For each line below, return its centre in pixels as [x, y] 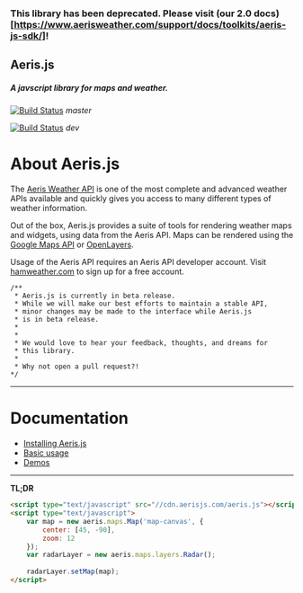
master [79, 111]
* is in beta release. [57, 320]
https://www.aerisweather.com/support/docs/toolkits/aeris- [150, 24]
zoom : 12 [59, 538]
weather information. [49, 208]
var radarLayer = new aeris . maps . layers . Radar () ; [121, 555]
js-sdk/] [28, 36]
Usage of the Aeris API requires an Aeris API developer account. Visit [138, 262]
